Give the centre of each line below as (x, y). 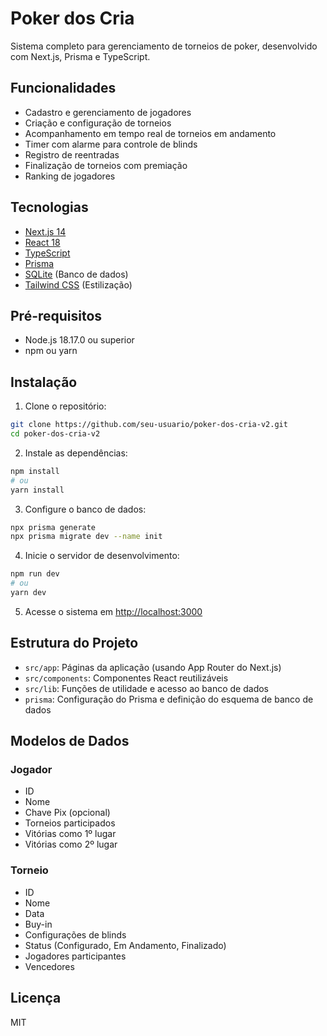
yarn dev (28, 593)
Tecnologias (49, 207)
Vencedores (49, 966)
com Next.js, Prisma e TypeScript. (80, 56)
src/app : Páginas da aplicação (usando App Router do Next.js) (153, 667)
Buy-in (38, 924)
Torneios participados (70, 823)
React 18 (42, 242)
